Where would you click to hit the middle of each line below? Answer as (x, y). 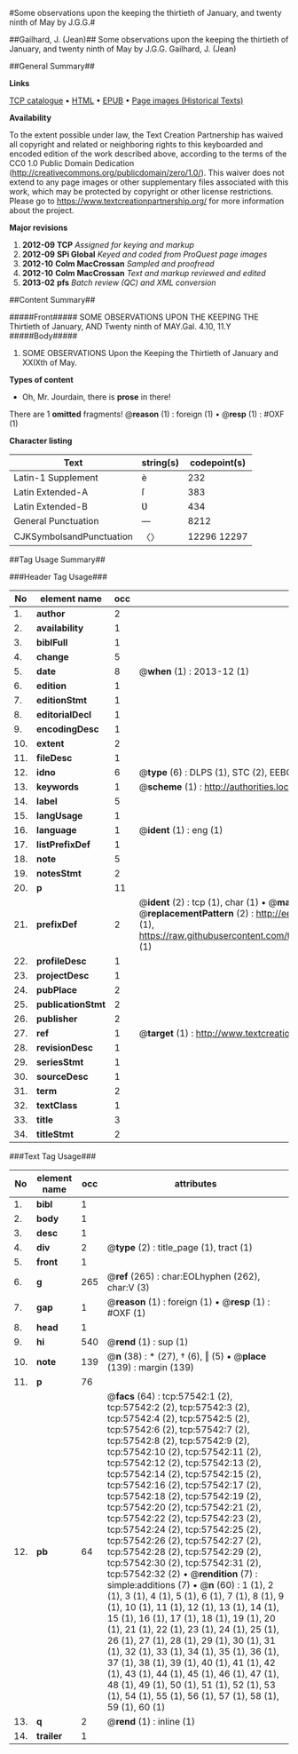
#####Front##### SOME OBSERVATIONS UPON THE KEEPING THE (134, 317)
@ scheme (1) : (170, 787)
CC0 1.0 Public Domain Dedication (72, 163)
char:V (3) (128, 1287)
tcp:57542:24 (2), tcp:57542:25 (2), (184, 1529)
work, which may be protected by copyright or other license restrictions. (141, 191)
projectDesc (63, 976)
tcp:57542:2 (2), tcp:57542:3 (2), (178, 1407)
